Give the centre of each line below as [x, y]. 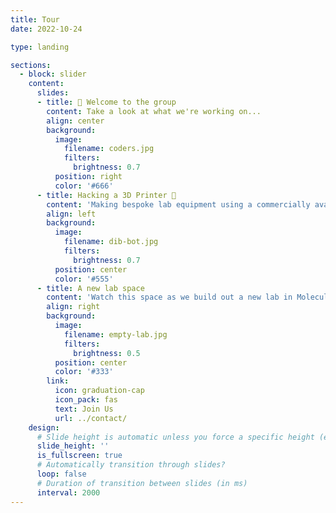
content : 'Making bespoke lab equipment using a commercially [178, 204]
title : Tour [35, 19]
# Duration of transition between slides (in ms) [142, 483]
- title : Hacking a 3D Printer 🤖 [106, 195]
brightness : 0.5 [107, 353]
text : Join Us [84, 409]
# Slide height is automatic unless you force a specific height [175, 437]
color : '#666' [84, 186]
